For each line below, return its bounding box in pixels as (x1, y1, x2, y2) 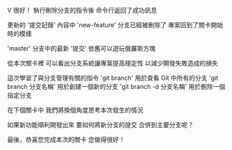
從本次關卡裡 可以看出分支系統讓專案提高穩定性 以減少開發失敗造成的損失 (7, 59, 218, 67)
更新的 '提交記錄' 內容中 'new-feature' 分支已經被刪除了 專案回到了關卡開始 (7, 21, 224, 29)
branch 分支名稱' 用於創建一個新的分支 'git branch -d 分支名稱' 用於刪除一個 (7, 83, 226, 90)
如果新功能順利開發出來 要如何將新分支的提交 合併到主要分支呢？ (7, 121, 194, 128)
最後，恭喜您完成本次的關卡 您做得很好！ (7, 135, 125, 144)
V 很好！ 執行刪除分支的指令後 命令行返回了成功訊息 (7, 6, 157, 14)
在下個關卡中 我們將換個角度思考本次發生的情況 (7, 106, 144, 114)
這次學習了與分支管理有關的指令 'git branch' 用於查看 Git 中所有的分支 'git (7, 74, 218, 82)
